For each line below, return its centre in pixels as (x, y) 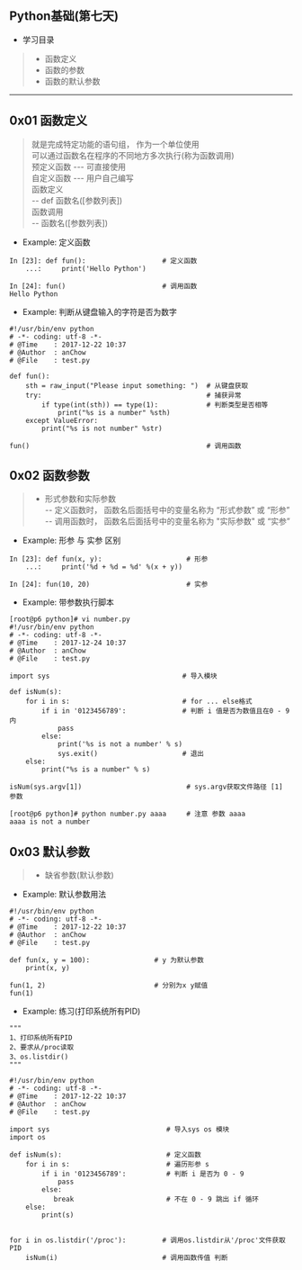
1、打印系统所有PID (41, 1038)
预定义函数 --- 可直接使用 (78, 167)
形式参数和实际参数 (80, 499)
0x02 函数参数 (49, 476)
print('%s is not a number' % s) (120, 744)
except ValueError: (62, 420)
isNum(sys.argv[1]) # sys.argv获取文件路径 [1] (146, 787)
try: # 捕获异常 (133, 395)
